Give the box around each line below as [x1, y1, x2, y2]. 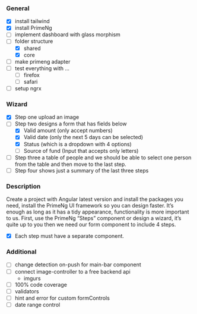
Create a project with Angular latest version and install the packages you [6, 196, 184, 203]
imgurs [23, 275, 41, 282]
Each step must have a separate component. [14, 233, 125, 240]
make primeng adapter [14, 58, 71, 65]
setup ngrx [14, 84, 42, 92]
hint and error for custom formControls [14, 294, 110, 302]
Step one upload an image [14, 114, 80, 121]
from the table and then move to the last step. [14, 161, 126, 168]
